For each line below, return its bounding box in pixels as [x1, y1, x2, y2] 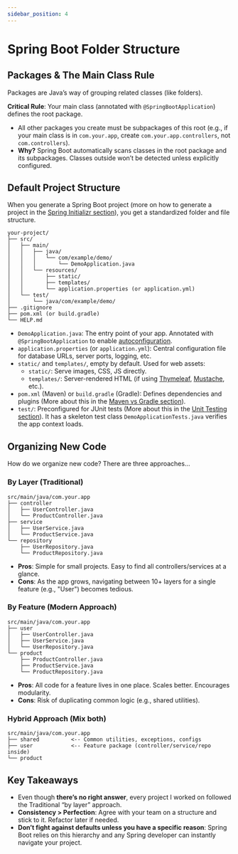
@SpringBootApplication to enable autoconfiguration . [17, 337, 173, 345]
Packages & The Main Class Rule [7, 69, 155, 82]
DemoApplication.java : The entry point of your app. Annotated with [17, 329, 214, 338]
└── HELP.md [7, 317, 43, 324]
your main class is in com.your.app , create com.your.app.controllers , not [17, 131, 231, 139]
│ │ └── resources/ [7, 267, 78, 274]
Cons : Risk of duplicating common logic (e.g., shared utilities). [17, 695, 200, 705]
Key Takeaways [7, 774, 79, 786]
